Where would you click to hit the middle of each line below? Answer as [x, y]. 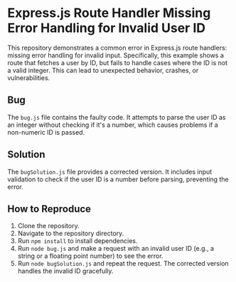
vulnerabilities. [29, 78]
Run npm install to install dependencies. [77, 241]
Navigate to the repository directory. [71, 233]
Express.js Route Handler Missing [109, 13]
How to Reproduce [49, 209]
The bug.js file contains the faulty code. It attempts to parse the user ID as [117, 117]
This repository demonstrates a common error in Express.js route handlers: [117, 47]
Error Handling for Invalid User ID [107, 28]
